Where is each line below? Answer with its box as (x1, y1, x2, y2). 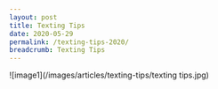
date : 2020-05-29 (9, 29, 74, 38)
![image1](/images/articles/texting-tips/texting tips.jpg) (9, 70, 209, 80)
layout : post (9, 12, 58, 22)
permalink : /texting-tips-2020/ (9, 37, 129, 47)
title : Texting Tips (9, 21, 86, 30)
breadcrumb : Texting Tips (9, 46, 105, 55)
